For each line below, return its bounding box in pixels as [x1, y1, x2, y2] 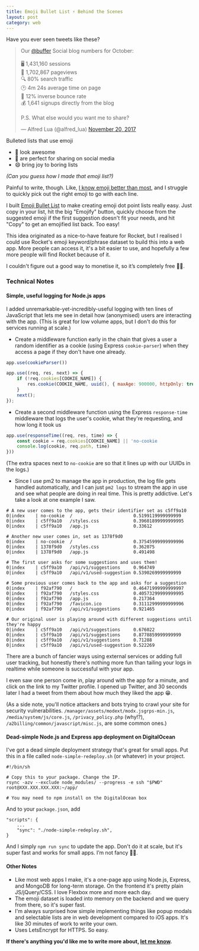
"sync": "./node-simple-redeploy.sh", [17, 827, 113, 833]
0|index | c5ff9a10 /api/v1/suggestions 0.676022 [6, 627, 155, 633]
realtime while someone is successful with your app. [6, 665, 134, 672]
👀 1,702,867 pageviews [20, 69, 78, 76]
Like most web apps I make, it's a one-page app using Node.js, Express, [14, 876, 191, 883]
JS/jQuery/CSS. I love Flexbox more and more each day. [14, 888, 152, 895]
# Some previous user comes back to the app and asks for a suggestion [6, 581, 187, 586]
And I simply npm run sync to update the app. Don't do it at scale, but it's [6, 843, 182, 850]
